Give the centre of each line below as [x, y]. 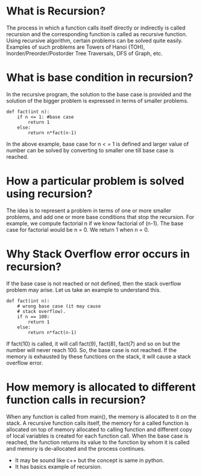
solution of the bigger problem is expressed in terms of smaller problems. [97, 100]
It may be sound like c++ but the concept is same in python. [90, 460]
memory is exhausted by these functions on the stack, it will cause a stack [99, 356]
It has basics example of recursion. [58, 466]
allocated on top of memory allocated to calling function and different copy [99, 429]
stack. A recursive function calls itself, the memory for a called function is [97, 423]
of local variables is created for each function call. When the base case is [97, 436]
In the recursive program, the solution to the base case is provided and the [99, 94]
